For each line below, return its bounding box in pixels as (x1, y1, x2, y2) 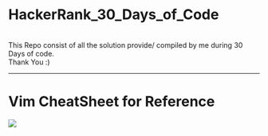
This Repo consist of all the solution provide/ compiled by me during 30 (8, 40, 243, 49)
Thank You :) (8, 57, 50, 67)
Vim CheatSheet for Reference (8, 93, 215, 111)
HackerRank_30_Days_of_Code (8, 6, 219, 24)
